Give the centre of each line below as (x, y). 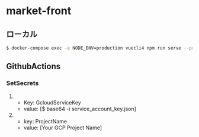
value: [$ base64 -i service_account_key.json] (80, 109)
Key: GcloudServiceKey (52, 102)
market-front (39, 11)
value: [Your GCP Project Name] (63, 128)
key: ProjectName (45, 121)
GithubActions (33, 66)
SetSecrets (23, 83)
